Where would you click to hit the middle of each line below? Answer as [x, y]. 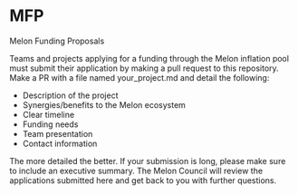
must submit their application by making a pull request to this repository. [144, 68]
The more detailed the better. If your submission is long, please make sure [148, 161]
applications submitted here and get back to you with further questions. [143, 180]
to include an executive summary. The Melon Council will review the [136, 171]
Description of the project [71, 95]
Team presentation [58, 133]
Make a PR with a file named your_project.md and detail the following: [139, 77]
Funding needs [50, 124]
